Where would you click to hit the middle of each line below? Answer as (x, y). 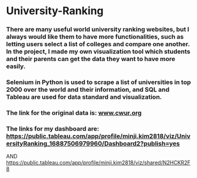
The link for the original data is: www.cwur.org (74, 112)
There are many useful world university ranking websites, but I (98, 30)
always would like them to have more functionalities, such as (95, 37)
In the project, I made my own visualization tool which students (98, 51)
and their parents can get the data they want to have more (91, 59)
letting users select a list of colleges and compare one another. (98, 44)
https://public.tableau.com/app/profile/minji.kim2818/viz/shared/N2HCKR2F (98, 163)
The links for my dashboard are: (52, 128)
